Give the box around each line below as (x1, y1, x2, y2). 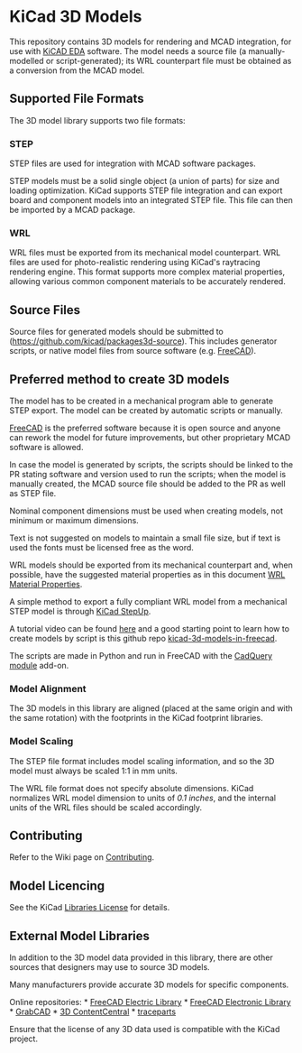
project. (9, 1033, 39, 1044)
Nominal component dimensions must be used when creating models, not (9, 505, 284, 516)
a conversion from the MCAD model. (9, 65, 145, 76)
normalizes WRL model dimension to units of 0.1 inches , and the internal (9, 792, 277, 803)
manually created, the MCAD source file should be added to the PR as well (9, 478, 286, 489)
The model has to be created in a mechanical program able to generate (9, 395, 273, 406)
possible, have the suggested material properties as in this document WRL (9, 568, 286, 579)
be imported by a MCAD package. (9, 205, 135, 216)
